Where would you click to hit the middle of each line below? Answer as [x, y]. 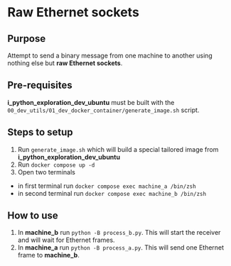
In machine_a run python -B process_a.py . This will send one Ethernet [121, 248]
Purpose [27, 39]
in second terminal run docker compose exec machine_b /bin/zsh [112, 193]
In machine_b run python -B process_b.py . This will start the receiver [119, 233]
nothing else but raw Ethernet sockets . [65, 63]
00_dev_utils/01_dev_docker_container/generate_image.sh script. [103, 110]
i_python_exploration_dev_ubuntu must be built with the [91, 102]
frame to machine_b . [48, 255]
